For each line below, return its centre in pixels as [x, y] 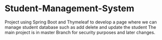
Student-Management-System [70, 9]
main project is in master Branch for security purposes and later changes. [80, 32]
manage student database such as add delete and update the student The [81, 27]
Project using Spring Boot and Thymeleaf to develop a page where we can [81, 22]
